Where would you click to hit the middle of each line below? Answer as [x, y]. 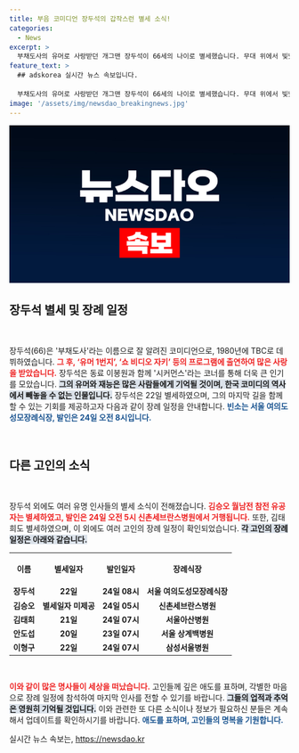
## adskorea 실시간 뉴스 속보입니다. [78, 76]
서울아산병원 [187, 619]
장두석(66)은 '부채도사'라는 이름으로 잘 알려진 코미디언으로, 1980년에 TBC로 [141, 350]
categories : [31, 28]
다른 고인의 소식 [50, 466]
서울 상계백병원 [187, 634]
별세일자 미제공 [69, 605]
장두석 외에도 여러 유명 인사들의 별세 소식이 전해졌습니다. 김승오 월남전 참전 [139, 506]
